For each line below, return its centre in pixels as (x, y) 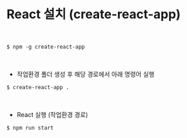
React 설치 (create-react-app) (93, 14)
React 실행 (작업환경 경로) (52, 114)
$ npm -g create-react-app (46, 47)
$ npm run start (30, 128)
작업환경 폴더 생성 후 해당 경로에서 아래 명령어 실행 (85, 74)
